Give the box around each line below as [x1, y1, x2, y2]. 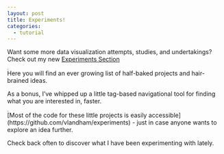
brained [7, 77, 29, 85]
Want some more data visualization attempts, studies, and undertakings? [7, 48, 212, 56]
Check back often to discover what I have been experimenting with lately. [7, 139, 214, 147]
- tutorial [13, 29, 45, 36]
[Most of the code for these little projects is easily [7, 111, 147, 120]
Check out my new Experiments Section [7, 55, 120, 64]
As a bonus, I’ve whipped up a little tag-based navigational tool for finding [7, 90, 216, 98]
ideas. [30, 77, 48, 85]
